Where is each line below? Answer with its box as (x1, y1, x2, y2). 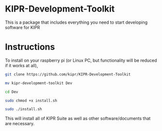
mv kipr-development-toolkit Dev (5, 81, 73, 86)
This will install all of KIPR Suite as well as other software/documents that (5, 116, 151, 121)
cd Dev (5, 89, 18, 94)
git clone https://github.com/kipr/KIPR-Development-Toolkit (5, 72, 131, 77)
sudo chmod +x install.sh (5, 98, 57, 103)
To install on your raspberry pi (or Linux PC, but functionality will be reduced (5, 57, 157, 63)
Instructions (5, 42, 55, 53)
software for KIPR (5, 24, 40, 30)
